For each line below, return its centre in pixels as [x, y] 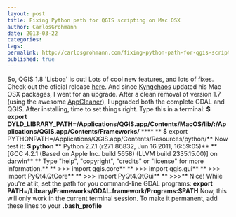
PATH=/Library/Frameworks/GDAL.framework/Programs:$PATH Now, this [117, 190]
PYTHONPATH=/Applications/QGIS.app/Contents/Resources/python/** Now [118, 139]
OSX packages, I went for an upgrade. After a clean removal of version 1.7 [114, 94]
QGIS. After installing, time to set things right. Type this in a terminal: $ [109, 108]
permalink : [23, 53]
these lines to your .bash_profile [55, 205]
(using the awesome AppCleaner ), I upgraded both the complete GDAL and [116, 101]
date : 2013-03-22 [33, 33]
